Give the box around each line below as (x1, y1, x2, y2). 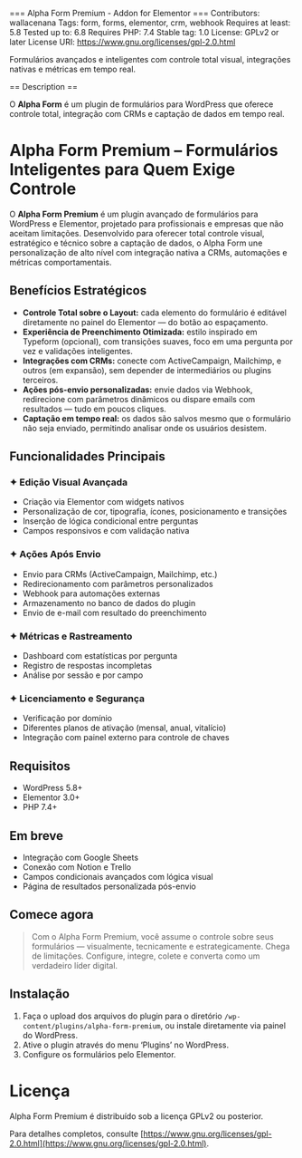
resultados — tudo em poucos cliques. (22, 403, 167, 414)
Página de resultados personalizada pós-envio (22, 881, 196, 892)
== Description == (9, 82, 79, 92)
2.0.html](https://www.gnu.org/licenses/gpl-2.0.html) (9, 1137, 207, 1149)
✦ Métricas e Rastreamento (9, 630, 133, 642)
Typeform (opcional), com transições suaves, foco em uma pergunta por (22, 335, 294, 347)
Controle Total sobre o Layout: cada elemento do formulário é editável (22, 307, 288, 318)
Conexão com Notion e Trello (22, 861, 132, 873)
